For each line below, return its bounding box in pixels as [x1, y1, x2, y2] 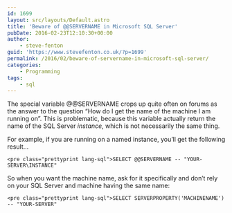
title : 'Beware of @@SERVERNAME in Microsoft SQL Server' [7, 23, 178, 30]
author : [7, 36, 30, 43]
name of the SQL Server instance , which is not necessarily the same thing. [7, 122, 220, 130]
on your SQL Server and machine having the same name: [7, 181, 170, 190]
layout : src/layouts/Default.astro [7, 17, 110, 24]
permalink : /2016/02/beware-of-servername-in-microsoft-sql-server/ [7, 55, 209, 62]
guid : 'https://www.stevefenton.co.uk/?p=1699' [7, 49, 148, 56]
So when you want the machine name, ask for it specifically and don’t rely [7, 174, 218, 183]
